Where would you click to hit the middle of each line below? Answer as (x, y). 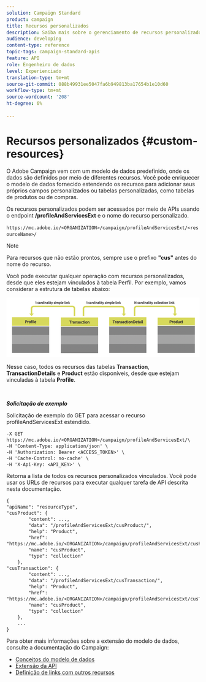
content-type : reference (38, 45)
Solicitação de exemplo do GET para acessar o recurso (76, 415)
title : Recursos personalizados (48, 26)
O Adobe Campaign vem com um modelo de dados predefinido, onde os (98, 171)
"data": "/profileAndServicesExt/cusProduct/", (90, 525)
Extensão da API (36, 665)
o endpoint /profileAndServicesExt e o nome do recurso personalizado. (97, 215)
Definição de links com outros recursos (65, 672)
